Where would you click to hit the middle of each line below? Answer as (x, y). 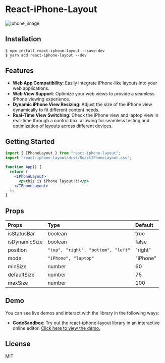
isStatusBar (21, 234)
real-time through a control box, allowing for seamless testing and (81, 120)
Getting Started (30, 142)
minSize (17, 267)
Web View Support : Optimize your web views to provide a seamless (84, 93)
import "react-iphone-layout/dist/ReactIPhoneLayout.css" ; (69, 158)
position (17, 250)
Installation (23, 39)
